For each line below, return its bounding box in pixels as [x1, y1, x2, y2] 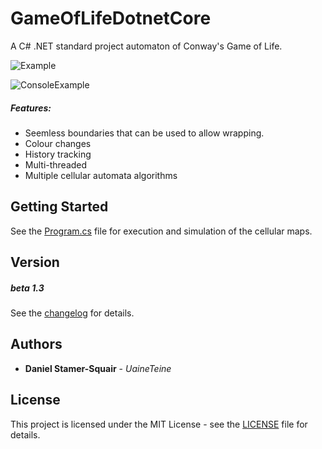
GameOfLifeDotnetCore [10, 7, 212, 30]
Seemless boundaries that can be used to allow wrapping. [24, 127, 265, 139]
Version [10, 254, 60, 271]
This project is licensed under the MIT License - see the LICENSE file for [10, 418, 308, 430]
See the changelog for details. [10, 307, 135, 319]
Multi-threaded [24, 158, 88, 171]
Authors [10, 336, 63, 353]
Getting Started [10, 198, 109, 216]
